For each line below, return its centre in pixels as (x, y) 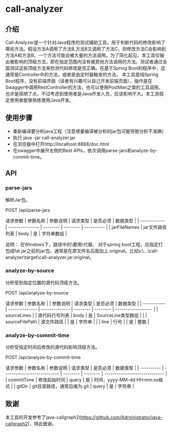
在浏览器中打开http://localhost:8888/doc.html (61, 144)
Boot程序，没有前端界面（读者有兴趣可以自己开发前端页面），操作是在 (79, 81)
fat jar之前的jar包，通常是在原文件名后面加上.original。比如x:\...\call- (87, 251)
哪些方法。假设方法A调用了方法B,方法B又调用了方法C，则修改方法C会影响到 (86, 49)
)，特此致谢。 (42, 423)
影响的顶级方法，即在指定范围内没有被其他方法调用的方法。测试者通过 (88, 62)
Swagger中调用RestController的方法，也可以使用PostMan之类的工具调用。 (84, 87)
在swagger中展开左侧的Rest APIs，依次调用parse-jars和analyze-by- (85, 150)
